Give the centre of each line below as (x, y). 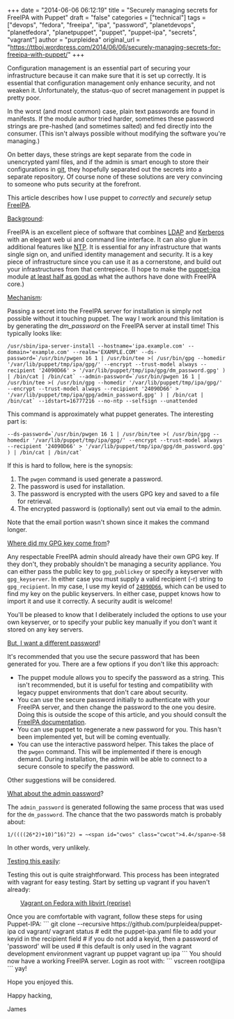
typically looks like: (34, 333)
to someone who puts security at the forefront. (74, 184)
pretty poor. (24, 98)
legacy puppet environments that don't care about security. (102, 692)
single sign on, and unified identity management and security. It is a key (110, 254)
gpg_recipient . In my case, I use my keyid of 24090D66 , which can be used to (117, 586)
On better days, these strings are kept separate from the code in (99, 154)
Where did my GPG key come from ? (58, 543)
